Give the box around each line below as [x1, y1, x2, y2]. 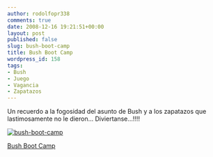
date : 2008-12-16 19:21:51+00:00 [7, 23, 104, 30]
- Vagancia [7, 82, 39, 89]
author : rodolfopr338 [7, 10, 70, 17]
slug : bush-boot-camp [7, 43, 70, 50]
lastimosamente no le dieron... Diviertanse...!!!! [7, 114, 141, 123]
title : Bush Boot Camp [7, 50, 73, 57]
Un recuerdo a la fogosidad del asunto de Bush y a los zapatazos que [7, 107, 207, 116]
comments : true [7, 17, 52, 24]
